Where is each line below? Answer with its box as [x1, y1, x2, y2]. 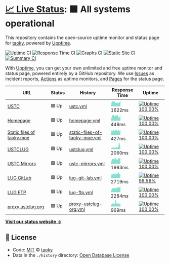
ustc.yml [69, 103, 87, 109]
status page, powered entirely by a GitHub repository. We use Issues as [5, 70, 154, 76]
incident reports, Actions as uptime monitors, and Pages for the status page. [5, 76, 164, 82]
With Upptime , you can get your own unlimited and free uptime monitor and [5, 65, 163, 71]
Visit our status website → [5, 218, 62, 224]
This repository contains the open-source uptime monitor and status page [5, 34, 159, 41]
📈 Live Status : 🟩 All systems [5, 4, 131, 15]
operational [5, 18, 55, 29]
